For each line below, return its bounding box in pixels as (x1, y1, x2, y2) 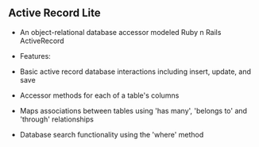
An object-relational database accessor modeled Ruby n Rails (19, 27, 222, 37)
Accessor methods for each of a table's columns (19, 91, 180, 100)
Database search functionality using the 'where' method (19, 130, 204, 139)
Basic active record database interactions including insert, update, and (19, 67, 252, 76)
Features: (19, 51, 52, 60)
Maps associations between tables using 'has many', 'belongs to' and (19, 106, 248, 115)
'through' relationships (19, 114, 94, 124)
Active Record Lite (8, 6, 101, 20)
